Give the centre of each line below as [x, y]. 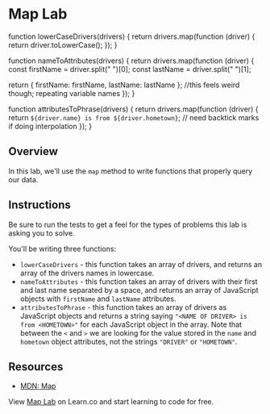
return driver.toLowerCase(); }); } [63, 44]
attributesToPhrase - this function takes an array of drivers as [123, 307]
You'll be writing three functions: [62, 249]
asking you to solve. [42, 233]
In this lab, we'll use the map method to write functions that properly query [131, 171]
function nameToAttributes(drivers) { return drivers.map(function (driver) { [131, 61]
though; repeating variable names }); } [72, 93]
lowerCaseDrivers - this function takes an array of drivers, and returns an [141, 264]
